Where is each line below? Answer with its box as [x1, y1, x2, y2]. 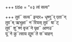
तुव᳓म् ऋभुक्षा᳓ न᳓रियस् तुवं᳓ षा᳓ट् [5, 20, 59, 25]
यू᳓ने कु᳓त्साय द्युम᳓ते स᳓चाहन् [5, 31, 53, 37]
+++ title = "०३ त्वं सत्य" [5, 4, 50, 10]
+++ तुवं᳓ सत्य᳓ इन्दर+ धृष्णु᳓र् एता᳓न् [5, 14, 67, 20]
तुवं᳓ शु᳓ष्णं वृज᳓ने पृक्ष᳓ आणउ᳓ [5, 25, 54, 31]
